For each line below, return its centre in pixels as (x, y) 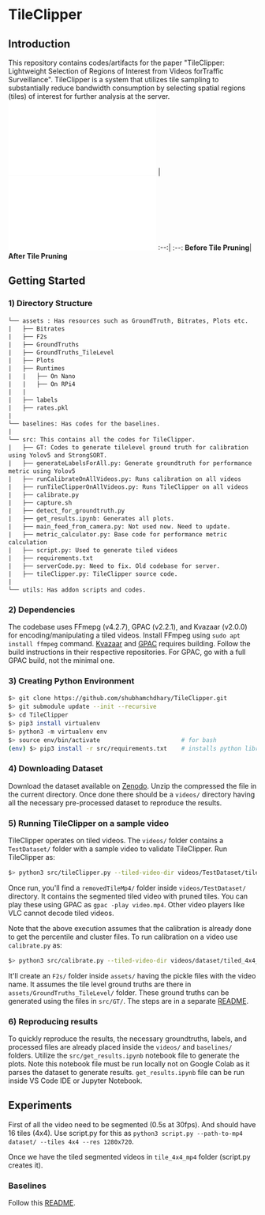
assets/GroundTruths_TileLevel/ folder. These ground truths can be (119, 992)
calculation (28, 542)
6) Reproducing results (53, 1021)
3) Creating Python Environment (71, 680)
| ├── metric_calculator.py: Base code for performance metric (118, 534)
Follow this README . (42, 1203)
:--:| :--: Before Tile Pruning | (205, 248)
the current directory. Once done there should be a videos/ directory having (132, 794)
